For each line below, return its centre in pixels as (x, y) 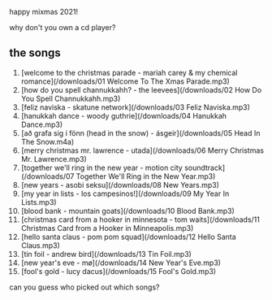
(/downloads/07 (47, 176)
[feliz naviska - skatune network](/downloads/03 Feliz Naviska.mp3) (136, 107)
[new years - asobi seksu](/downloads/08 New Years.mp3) (120, 185)
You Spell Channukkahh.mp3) (71, 98)
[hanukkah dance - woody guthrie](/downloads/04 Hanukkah (123, 115)
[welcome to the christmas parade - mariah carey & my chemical (129, 72)
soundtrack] (205, 167)
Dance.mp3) (42, 124)
